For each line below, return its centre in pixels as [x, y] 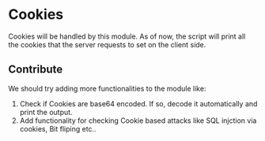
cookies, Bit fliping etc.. [58, 128]
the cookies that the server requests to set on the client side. [107, 44]
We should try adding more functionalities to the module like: [107, 88]
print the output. [46, 112]
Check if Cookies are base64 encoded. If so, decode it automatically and [138, 103]
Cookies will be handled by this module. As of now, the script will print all [127, 36]
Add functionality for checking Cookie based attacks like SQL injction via [138, 121]
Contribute [36, 70]
